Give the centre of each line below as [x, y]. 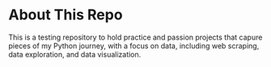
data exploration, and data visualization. [75, 54]
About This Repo [66, 15]
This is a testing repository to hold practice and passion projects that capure [135, 37]
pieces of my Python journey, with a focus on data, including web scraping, [134, 45]
